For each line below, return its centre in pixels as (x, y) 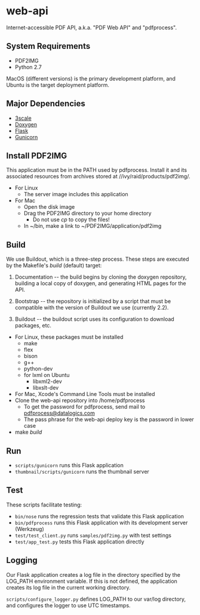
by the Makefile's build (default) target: (54, 265)
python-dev (38, 369)
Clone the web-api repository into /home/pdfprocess (80, 400)
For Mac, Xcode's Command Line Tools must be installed (85, 394)
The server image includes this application (76, 194)
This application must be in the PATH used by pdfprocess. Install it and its (96, 170)
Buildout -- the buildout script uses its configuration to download (94, 319)
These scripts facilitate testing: (44, 505)
